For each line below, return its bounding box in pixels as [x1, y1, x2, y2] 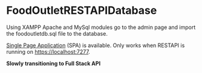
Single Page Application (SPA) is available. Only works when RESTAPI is [6, 42, 185, 49]
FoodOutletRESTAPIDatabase [6, 4, 157, 17]
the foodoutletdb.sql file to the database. [6, 30, 108, 37]
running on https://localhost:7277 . [6, 48, 91, 55]
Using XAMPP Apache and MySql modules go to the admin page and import [6, 24, 196, 31]
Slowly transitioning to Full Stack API [6, 60, 101, 67]
